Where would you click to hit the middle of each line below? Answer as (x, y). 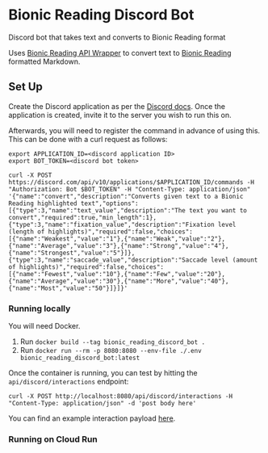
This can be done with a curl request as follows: (88, 139)
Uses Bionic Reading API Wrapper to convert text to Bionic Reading (120, 52)
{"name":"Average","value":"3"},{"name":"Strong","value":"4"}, (119, 245)
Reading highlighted (43, 203)
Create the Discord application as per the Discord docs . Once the (117, 106)
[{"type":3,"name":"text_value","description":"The (97, 210)
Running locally (40, 308)
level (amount (234, 260)
